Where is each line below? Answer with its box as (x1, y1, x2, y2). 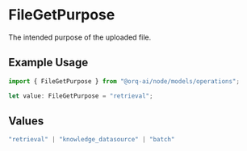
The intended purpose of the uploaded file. (8, 32, 152, 42)
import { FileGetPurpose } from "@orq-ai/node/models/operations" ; (8, 77, 241, 86)
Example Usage (8, 56, 89, 69)
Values (8, 114, 44, 128)
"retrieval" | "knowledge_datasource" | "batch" (8, 136, 175, 144)
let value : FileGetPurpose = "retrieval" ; (8, 91, 153, 100)
